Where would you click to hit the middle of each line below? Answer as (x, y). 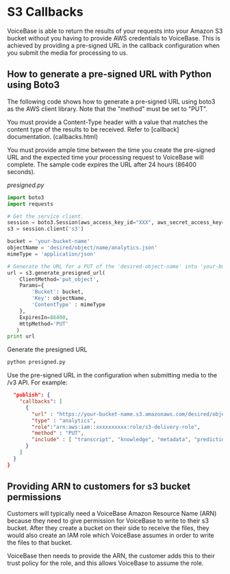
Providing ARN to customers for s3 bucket (99, 487)
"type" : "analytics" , (64, 421)
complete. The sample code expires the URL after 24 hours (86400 (102, 164)
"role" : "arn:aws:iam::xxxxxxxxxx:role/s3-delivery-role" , (116, 427)
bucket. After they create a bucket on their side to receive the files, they (108, 528)
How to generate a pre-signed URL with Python (110, 74)
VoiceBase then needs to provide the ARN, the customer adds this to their (111, 556)
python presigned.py (37, 362)
